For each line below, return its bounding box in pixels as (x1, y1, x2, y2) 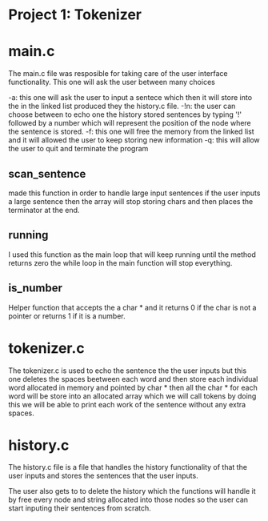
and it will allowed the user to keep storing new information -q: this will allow (8, 135, 260, 145)
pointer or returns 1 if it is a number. (8, 311, 126, 321)
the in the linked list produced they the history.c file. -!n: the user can (8, 102, 236, 111)
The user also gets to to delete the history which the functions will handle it (8, 487, 256, 496)
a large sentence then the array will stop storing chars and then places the (8, 196, 254, 206)
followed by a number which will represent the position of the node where (8, 118, 252, 128)
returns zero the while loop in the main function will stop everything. (8, 258, 233, 267)
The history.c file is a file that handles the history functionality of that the (8, 463, 248, 472)
